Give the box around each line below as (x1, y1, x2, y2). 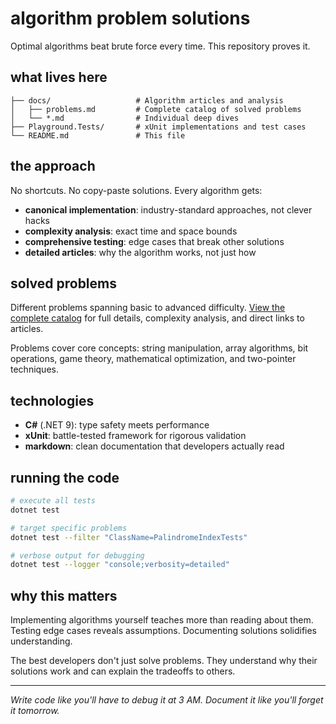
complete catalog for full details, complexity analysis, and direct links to (10, 312, 305, 324)
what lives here (10, 69, 108, 86)
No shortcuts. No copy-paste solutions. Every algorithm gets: (10, 184, 263, 196)
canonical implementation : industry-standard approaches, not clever (24, 203, 313, 216)
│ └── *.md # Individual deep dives (10, 113, 240, 123)
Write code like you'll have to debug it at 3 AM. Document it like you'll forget (10, 694, 324, 706)
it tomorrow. (10, 705, 60, 717)
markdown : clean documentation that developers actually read (24, 440, 285, 452)
